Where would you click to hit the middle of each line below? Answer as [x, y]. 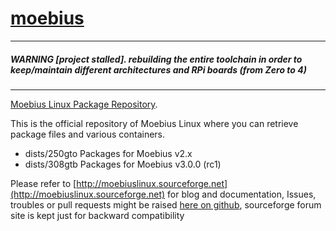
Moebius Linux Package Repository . [84, 104]
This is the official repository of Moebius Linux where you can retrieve [154, 123]
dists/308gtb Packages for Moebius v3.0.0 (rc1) [123, 164]
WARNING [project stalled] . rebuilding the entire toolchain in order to [156, 59]
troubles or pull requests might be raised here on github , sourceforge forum [166, 204]
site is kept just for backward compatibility [97, 215]
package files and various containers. [88, 134]
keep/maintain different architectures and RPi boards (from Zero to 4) [158, 69]
